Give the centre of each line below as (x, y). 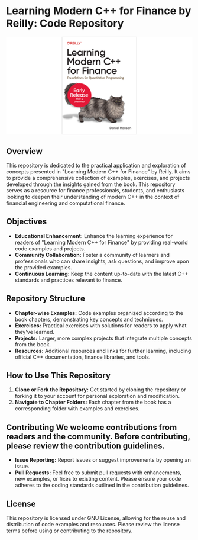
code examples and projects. (50, 248)
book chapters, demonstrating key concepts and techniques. (89, 319)
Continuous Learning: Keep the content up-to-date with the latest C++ (101, 274)
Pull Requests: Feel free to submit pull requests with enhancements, (98, 472)
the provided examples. (43, 267)
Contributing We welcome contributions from (92, 427)
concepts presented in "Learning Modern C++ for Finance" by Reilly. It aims (98, 172)
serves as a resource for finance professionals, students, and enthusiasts (95, 191)
